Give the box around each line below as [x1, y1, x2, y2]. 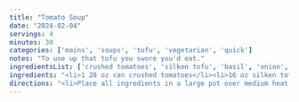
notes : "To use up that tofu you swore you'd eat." [9, 54, 205, 63]
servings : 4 [9, 29, 53, 38]
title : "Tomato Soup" [9, 12, 90, 22]
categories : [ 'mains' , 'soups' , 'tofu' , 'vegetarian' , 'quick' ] [9, 46, 253, 55]
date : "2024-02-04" [9, 21, 82, 30]
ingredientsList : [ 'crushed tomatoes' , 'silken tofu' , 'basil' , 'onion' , [9, 63, 289, 72]
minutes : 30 [9, 37, 53, 47]
